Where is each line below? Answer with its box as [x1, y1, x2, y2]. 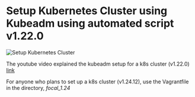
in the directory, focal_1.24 [6, 84, 71, 91]
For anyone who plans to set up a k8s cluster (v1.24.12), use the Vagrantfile [6, 78, 189, 85]
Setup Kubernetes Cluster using [6, 4, 168, 18]
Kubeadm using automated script [6, 17, 174, 30]
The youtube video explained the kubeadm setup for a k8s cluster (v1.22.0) [6, 60, 190, 67]
